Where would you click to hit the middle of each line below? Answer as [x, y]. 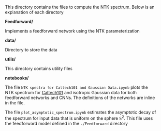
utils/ [10, 59]
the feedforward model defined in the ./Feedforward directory [66, 123]
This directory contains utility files [39, 68]
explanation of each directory [34, 12]
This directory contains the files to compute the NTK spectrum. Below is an [80, 7]
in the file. [15, 103]
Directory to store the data [31, 50]
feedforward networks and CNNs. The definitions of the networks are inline [80, 98]
